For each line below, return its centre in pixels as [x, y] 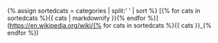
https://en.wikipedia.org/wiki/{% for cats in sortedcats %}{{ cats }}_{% [110, 25]
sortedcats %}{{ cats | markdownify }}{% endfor [76, 18]
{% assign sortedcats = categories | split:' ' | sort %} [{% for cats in [104, 11]
